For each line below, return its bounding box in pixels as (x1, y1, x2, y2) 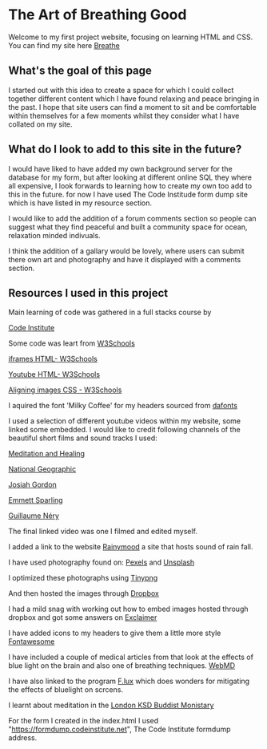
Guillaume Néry (8, 511, 60, 520)
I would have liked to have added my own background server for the (8, 164, 233, 173)
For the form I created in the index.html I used (8, 716, 159, 726)
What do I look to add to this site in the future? (8, 143, 242, 156)
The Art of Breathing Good (8, 6, 187, 24)
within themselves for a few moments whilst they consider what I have (8, 111, 240, 120)
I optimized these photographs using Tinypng (8, 573, 158, 583)
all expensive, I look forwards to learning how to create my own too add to (8, 180, 253, 190)
